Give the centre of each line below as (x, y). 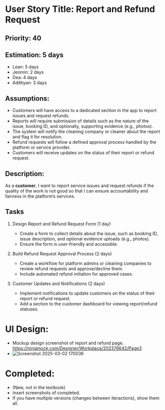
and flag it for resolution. (37, 137)
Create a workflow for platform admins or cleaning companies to (86, 263)
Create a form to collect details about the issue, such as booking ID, (89, 233)
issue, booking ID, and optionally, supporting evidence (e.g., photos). (83, 126)
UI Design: (27, 329)
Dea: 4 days (25, 78)
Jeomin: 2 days (28, 72)
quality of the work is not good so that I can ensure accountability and (77, 191)
